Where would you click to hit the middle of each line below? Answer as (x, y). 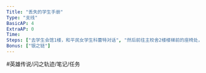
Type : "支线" (22, 18)
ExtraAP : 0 (20, 29)
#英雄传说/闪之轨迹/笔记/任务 (44, 64)
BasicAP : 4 (20, 23)
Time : (13, 35)
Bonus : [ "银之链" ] (29, 46)
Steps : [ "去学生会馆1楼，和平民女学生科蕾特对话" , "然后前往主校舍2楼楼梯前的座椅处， (105, 40)
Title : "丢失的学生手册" (35, 12)
